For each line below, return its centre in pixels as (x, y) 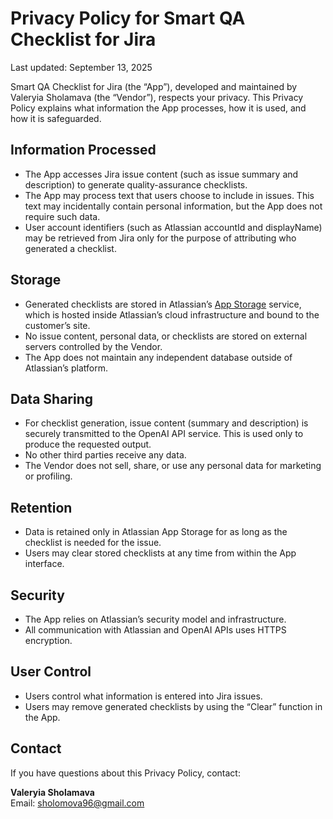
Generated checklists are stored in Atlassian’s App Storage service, (163, 304)
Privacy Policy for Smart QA (128, 18)
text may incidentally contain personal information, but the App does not (173, 206)
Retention (41, 507)
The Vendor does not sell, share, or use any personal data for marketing (173, 466)
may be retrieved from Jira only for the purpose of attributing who (160, 238)
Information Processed (83, 150)
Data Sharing (52, 398)
